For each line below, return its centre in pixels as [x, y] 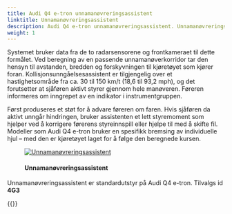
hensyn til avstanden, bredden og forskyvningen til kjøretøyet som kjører [110, 67]
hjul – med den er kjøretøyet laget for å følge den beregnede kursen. [104, 139]
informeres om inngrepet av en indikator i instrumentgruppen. [95, 96]
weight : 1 [21, 33]
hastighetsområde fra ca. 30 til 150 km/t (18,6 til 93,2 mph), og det [101, 82]
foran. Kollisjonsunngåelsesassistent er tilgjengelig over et [90, 74]
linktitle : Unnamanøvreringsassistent [63, 20]
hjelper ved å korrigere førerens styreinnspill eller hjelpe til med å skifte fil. [113, 124]
